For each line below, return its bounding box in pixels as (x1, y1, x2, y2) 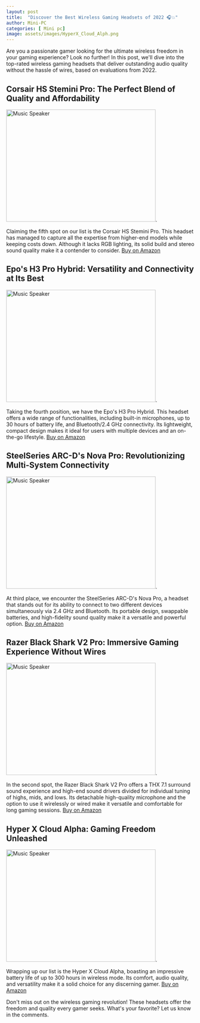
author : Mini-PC (6, 20, 47, 26)
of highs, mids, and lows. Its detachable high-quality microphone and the (6, 794, 186, 801)
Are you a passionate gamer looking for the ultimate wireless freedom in (6, 47, 184, 54)
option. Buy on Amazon (6, 620, 64, 627)
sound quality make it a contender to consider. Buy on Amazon (6, 247, 161, 254)
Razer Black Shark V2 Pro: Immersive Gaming (6, 637, 179, 647)
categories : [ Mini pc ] (6, 25, 66, 32)
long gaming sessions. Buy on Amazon (6, 806, 102, 814)
